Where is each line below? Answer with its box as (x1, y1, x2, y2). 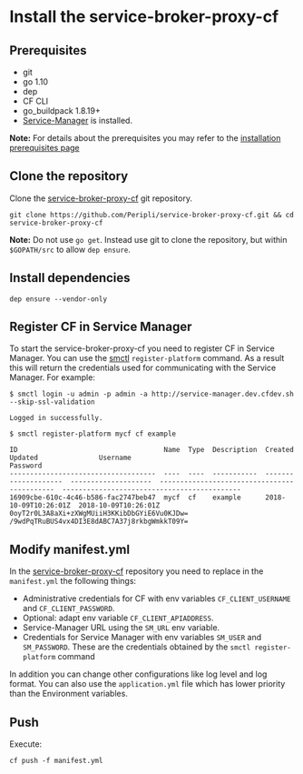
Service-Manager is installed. (22, 116, 133, 126)
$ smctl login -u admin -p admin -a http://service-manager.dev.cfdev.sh (9, 389, 295, 399)
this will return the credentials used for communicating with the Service (9, 362, 277, 374)
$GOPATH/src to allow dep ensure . (9, 244, 132, 255)
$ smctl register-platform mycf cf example (9, 429, 177, 438)
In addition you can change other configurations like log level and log (9, 668, 268, 679)
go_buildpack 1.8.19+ (22, 106, 102, 116)
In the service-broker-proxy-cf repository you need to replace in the (9, 566, 264, 577)
